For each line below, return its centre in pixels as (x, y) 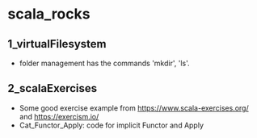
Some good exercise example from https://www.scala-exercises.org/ (134, 108)
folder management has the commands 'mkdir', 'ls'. (105, 63)
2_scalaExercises (53, 88)
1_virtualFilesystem (57, 44)
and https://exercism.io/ (59, 116)
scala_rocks (49, 14)
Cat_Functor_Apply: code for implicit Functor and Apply (111, 125)
